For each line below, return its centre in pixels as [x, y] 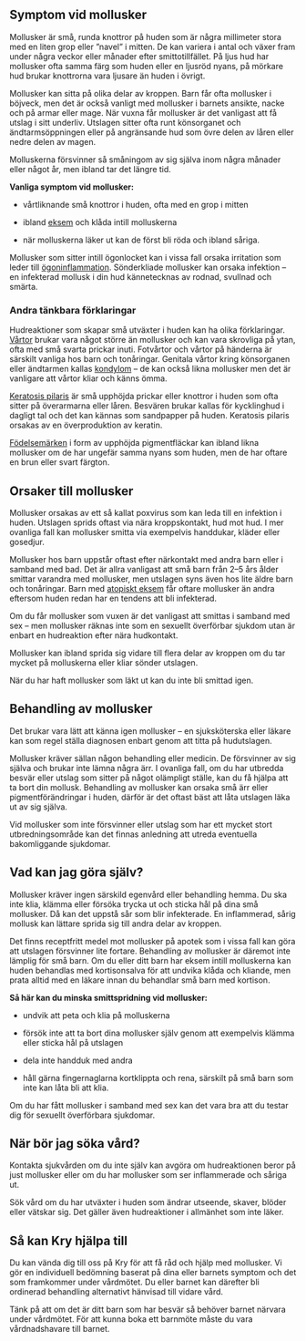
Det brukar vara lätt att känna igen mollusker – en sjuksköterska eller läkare [150, 731]
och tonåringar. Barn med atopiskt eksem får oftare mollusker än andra [142, 588]
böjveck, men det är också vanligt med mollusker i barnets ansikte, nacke [147, 103]
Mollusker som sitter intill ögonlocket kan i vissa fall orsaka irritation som [145, 257]
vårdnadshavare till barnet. [60, 1329]
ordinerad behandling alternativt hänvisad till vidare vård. [117, 1292]
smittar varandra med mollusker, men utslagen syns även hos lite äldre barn [152, 579]
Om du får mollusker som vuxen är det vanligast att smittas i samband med [150, 615]
